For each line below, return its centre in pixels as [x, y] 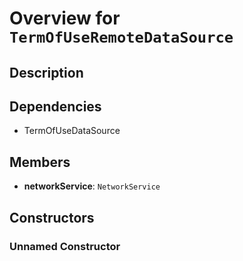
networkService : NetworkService [92, 186]
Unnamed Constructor [65, 246]
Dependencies [55, 106]
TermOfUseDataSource [72, 131]
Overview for [65, 18]
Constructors [52, 217]
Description [46, 72]
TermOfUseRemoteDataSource [121, 37]
